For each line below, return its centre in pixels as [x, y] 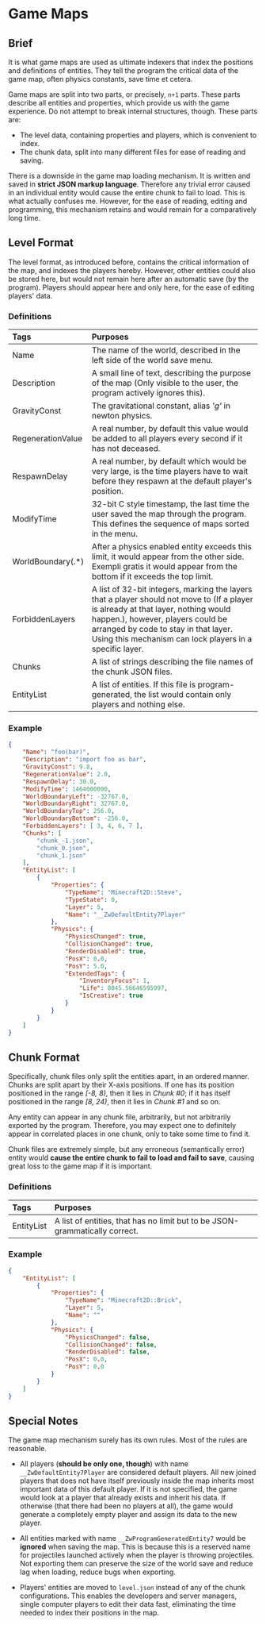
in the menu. [115, 534]
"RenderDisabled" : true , [106, 951]
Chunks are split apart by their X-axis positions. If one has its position [122, 1085]
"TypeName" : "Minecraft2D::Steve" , [123, 892]
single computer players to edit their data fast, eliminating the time [127, 1604]
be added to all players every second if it [167, 439]
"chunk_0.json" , [63, 848]
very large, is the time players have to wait [170, 472]
